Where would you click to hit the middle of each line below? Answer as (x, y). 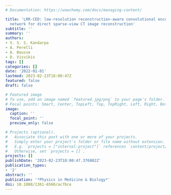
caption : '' (23, 114)
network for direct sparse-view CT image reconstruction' (73, 24)
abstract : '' (19, 175)
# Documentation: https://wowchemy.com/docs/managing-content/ (74, 10)
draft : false (19, 86)
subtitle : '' (19, 29)
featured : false (22, 81)
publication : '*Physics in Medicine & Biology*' (58, 179)
